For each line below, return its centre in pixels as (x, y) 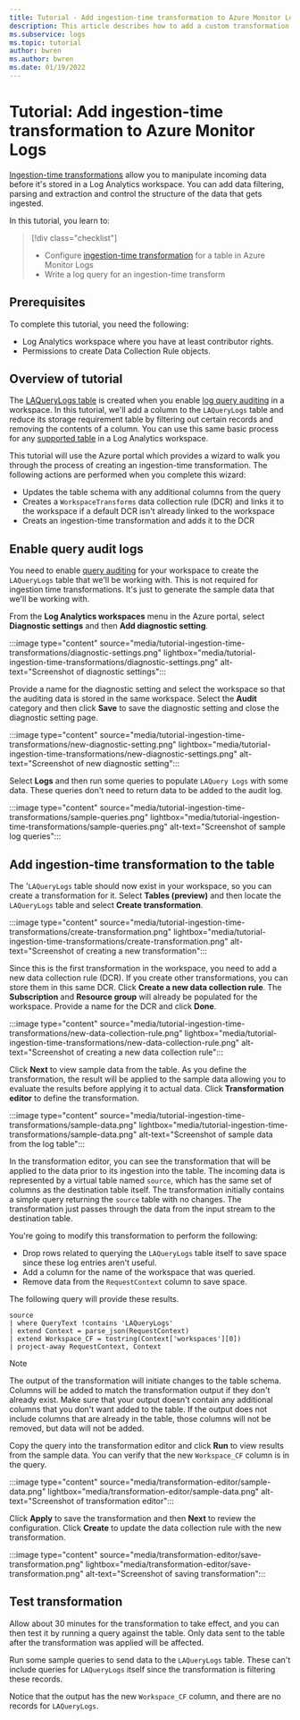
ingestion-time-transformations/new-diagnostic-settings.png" (124, 754)
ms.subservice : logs (48, 34)
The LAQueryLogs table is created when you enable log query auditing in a (147, 400)
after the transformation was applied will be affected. (107, 1642)
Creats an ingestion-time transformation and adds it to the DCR (138, 521)
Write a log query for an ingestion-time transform (135, 274)
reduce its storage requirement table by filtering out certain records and (142, 419)
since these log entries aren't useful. (89, 1262)
